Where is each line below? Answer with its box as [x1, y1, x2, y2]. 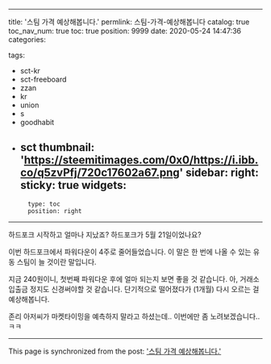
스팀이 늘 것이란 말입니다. [16, 257, 97, 266]
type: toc [27, 199, 60, 208]
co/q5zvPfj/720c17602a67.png [19, 166, 180, 180]
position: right [27, 207, 82, 215]
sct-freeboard [19, 74, 67, 84]
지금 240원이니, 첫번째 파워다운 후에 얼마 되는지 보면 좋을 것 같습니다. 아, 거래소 [8, 274, 260, 283]
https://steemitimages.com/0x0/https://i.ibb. [23, 153, 259, 167]
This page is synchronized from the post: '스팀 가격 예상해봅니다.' [8, 346, 222, 356]
